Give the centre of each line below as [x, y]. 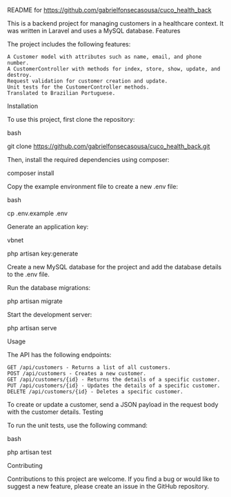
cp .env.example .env [37, 213]
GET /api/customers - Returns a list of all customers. [89, 368]
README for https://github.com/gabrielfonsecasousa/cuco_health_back [109, 10]
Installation [23, 106]
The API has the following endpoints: [59, 355]
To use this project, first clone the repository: [71, 119]
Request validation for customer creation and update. [88, 81]
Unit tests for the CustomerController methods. [78, 87]
